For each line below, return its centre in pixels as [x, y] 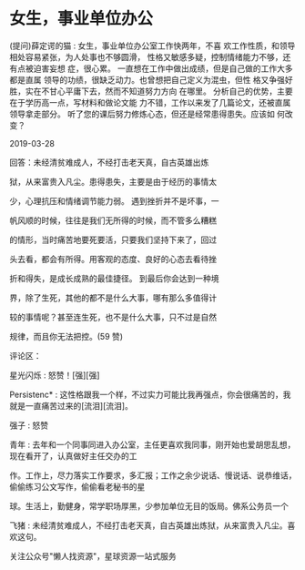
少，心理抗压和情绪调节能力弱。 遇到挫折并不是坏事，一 [114, 200]
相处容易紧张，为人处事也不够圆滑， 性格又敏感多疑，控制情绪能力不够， [146, 56]
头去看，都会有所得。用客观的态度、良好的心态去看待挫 [113, 259]
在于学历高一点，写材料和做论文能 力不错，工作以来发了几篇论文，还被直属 [150, 102]
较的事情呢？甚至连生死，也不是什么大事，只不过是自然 [113, 317]
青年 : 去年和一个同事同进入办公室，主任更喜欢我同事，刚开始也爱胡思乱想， [152, 444]
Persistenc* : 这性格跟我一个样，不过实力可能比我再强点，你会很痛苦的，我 [150, 394]
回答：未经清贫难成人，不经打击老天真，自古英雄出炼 [109, 162]
